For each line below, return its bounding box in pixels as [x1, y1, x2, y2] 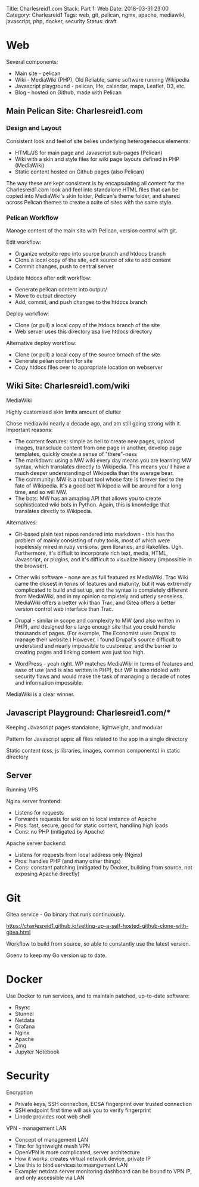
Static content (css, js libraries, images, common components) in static [6, 747, 181, 754]
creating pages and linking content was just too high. [14, 648, 145, 655]
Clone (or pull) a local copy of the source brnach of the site [14, 351, 160, 358]
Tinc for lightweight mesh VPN [14, 1142, 91, 1149]
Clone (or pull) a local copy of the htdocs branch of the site [14, 321, 160, 328]
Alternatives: [6, 518, 38, 526]
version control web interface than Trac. [14, 605, 114, 613]
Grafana [14, 1023, 35, 1030]
